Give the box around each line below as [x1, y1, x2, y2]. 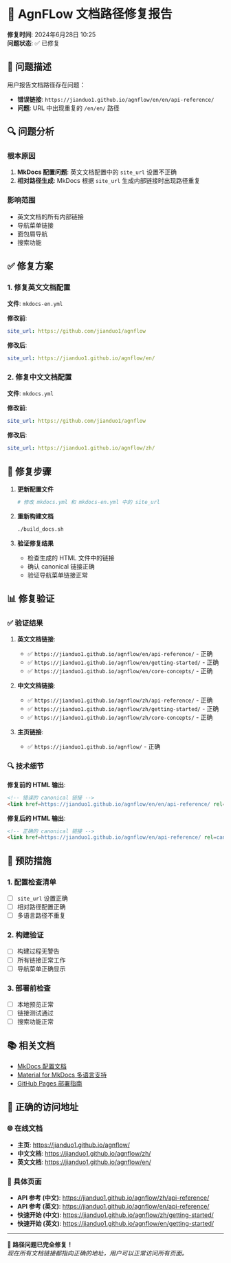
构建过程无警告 [16, 947, 60, 956]
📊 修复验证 [7, 593, 55, 605]
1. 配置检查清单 [7, 877, 57, 887]
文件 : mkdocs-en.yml [7, 300, 63, 308]
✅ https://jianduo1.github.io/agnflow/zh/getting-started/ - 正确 [27, 705, 219, 713]
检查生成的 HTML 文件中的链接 [27, 553, 115, 562]
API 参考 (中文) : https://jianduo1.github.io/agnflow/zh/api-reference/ [16, 1194, 210, 1202]
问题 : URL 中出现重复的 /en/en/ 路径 [16, 104, 120, 112]
